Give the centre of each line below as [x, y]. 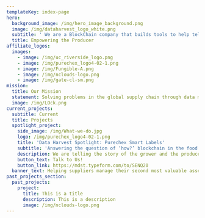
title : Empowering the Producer [53, 40]
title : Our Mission [37, 92]
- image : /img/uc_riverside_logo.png [65, 57]
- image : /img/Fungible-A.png [56, 69]
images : [22, 52]
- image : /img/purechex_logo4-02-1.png [68, 63]
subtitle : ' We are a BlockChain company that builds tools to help [101, 35]
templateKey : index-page [38, 12]
